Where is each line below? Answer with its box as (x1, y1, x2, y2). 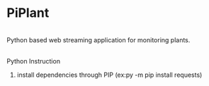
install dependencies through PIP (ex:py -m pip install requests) (16, 70, 203, 79)
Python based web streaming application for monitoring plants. (6, 35, 191, 44)
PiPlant (6, 5, 50, 21)
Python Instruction (6, 56, 61, 65)
